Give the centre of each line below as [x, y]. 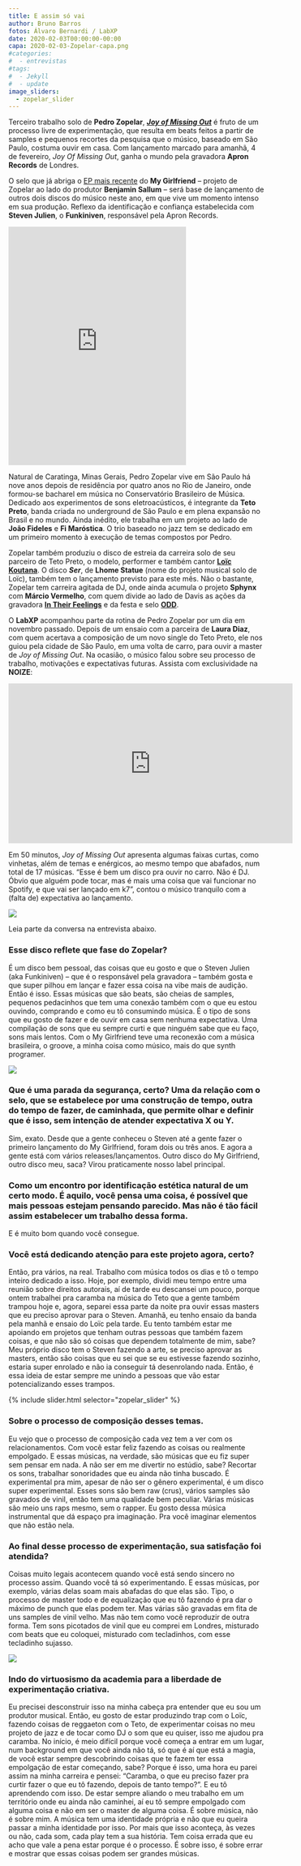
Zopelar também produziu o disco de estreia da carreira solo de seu [122, 553]
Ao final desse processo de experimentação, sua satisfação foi [135, 1546]
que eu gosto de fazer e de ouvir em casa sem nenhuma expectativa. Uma [133, 1019]
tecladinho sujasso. [41, 1643]
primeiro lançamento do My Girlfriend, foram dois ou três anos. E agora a [131, 1147]
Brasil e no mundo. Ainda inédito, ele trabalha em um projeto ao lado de [128, 520]
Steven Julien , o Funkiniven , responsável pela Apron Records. [114, 215]
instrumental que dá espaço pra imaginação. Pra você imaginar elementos [133, 1516]
